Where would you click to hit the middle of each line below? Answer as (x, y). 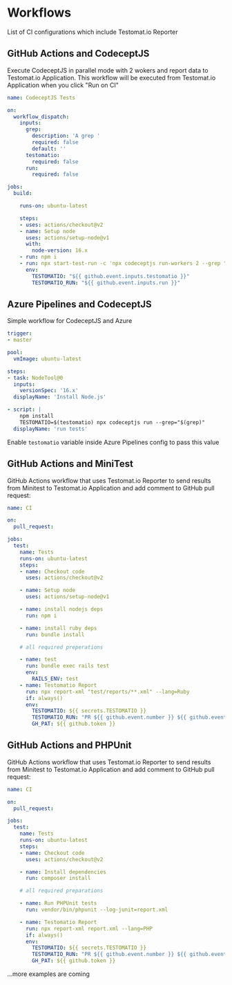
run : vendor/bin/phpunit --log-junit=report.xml (97, 910)
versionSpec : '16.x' (49, 391)
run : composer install (58, 878)
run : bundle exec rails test (67, 666)
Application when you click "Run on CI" (63, 85)
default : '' (49, 149)
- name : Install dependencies (63, 872)
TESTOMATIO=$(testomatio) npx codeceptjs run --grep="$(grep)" (113, 422)
